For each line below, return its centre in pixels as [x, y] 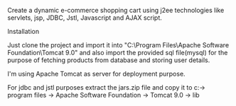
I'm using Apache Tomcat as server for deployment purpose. [97, 74]
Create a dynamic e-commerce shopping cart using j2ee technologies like [116, 10]
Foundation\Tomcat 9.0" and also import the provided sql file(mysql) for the [118, 53]
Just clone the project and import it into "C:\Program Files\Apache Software [118, 45]
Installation [23, 31]
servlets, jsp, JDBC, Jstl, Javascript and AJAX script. [85, 18]
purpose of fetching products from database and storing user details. [109, 60]
